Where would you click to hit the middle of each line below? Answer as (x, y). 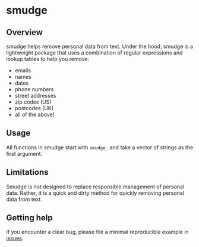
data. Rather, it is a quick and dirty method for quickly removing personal (95, 193)
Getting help (29, 218)
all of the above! (34, 114)
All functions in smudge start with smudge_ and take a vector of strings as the (100, 147)
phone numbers (34, 89)
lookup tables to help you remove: (48, 59)
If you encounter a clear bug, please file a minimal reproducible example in (97, 232)
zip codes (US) (33, 102)
